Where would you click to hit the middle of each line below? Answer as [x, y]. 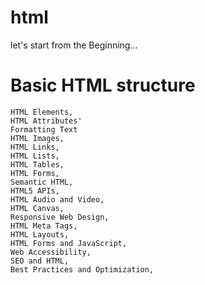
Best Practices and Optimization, [82, 269]
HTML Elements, [42, 112]
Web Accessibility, [51, 252]
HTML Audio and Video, [57, 199]
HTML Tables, [37, 164]
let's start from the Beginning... [74, 45]
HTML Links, [35, 147]
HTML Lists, [35, 156]
